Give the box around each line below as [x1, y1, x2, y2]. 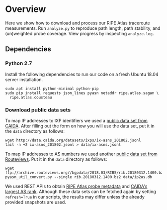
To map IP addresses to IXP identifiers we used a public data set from [5, 117, 148, 123]
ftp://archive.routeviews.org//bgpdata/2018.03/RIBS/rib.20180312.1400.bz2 [5, 170, 166, 175]
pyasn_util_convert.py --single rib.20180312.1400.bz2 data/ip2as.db [5, 174, 153, 180]
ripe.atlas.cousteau [9, 95, 52, 100]
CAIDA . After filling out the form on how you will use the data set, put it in [5, 123, 155, 129]
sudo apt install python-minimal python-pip [5, 86, 99, 91]
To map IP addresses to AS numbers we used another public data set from [5, 151, 158, 157]
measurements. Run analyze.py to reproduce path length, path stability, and [5, 25, 161, 31]
